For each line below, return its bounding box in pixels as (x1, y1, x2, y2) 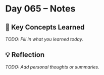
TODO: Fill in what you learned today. (5, 36, 83, 42)
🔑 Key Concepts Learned (5, 23, 85, 31)
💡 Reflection (5, 50, 44, 59)
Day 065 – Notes (5, 3, 76, 14)
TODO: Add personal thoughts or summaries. (5, 63, 99, 70)
